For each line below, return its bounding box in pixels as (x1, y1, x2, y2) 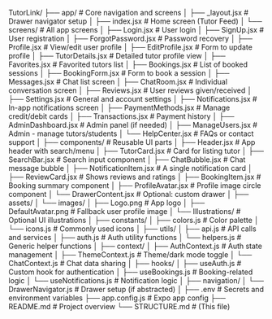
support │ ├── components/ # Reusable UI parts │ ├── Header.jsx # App (8, 138, 256, 146)
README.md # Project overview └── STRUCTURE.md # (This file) (8, 302, 231, 311)
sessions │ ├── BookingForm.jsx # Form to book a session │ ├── (8, 68, 230, 77)
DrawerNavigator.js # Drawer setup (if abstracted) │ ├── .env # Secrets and (8, 285, 264, 294)
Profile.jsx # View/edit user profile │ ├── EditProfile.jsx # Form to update (8, 42, 253, 52)
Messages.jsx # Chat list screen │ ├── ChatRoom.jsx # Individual (8, 77, 228, 86)
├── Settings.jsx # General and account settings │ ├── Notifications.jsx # (8, 94, 257, 103)
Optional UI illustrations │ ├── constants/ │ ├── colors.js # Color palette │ (8, 216, 260, 225)
